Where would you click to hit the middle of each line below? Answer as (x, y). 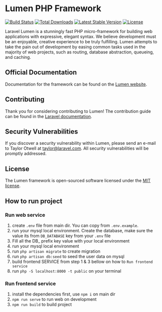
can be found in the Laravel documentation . (49, 116)
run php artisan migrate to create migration (56, 251)
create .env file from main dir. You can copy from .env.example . (75, 225)
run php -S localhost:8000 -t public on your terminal (66, 271)
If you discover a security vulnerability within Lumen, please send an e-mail (81, 143)
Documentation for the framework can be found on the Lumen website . (76, 84)
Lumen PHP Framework (53, 9)
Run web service (25, 215)
